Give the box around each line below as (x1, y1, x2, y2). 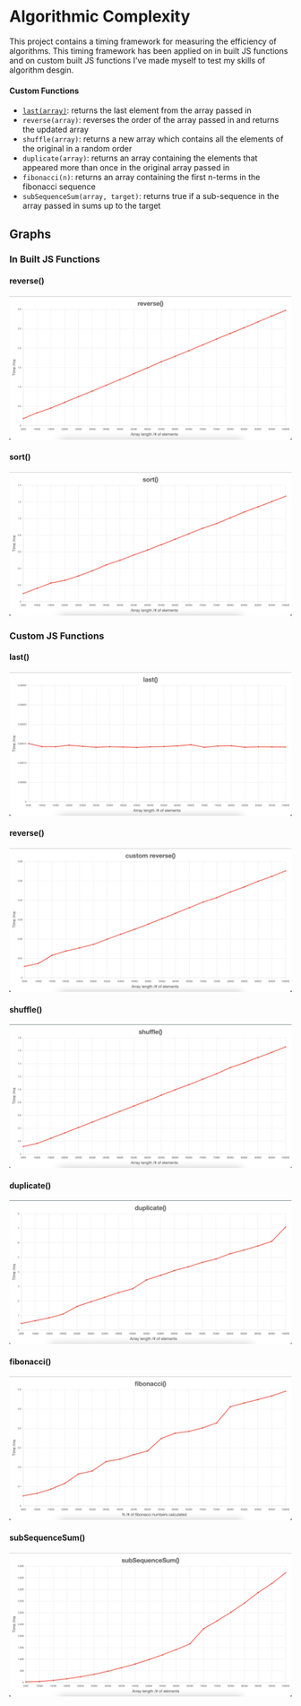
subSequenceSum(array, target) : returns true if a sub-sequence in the (21, 191, 279, 202)
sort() (9, 451, 31, 463)
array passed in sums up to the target (21, 200, 161, 212)
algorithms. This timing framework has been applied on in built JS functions (9, 45, 288, 56)
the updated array (21, 124, 90, 135)
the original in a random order (21, 144, 133, 154)
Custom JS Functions (9, 630, 105, 642)
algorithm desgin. (9, 65, 74, 75)
